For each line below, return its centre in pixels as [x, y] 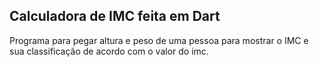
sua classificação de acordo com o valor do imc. [109, 51]
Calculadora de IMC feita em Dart [115, 16]
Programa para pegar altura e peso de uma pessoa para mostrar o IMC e [159, 40]
